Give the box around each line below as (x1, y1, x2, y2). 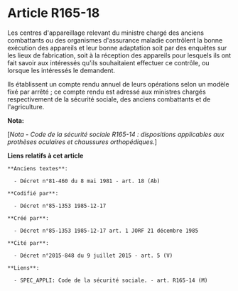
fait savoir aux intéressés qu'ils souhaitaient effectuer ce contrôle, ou (7, 58, 210, 67)
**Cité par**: (7, 239, 50, 246)
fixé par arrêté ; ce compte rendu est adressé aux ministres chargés (7, 87, 206, 96)
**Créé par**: (7, 214, 50, 221)
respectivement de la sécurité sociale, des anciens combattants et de (7, 94, 211, 104)
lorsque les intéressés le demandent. (7, 66, 116, 75)
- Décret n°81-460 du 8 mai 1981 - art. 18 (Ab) (13, 177, 161, 185)
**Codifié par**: (7, 190, 59, 197)
